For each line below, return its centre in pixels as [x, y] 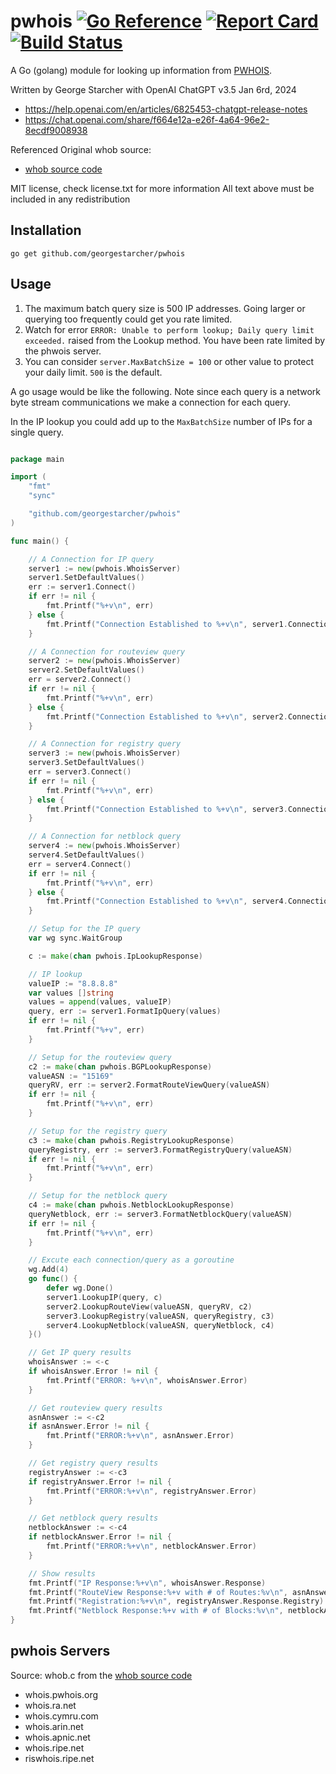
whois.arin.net [54, 1726]
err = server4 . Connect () [80, 864]
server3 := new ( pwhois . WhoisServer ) [105, 753]
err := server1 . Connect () [82, 587]
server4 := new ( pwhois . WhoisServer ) [105, 846]
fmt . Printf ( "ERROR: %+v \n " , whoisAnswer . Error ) [147, 1380]
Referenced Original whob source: [81, 149]
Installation [46, 230]
